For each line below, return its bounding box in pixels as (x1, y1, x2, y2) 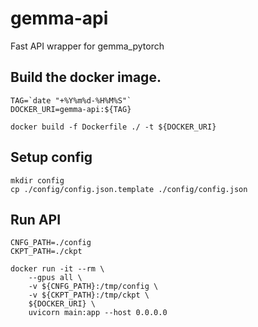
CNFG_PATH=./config (10, 238, 92, 248)
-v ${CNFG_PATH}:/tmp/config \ (28, 282, 159, 292)
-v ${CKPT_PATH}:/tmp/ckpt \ (28, 290, 150, 301)
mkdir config (10, 175, 65, 186)
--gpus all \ (28, 273, 83, 283)
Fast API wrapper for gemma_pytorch (10, 40, 165, 52)
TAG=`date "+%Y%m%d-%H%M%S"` (10, 95, 132, 106)
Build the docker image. (10, 69, 162, 86)
